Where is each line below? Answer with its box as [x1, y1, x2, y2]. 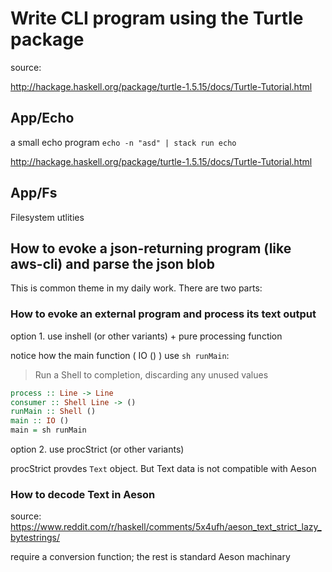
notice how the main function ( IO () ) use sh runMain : [10, 349, 230, 361]
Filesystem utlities [10, 211, 85, 223]
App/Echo [10, 110, 75, 127]
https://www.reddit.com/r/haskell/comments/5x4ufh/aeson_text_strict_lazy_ [10, 521, 322, 533]
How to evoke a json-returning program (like [10, 240, 292, 257]
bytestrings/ [10, 532, 61, 544]
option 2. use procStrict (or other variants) [10, 443, 185, 456]
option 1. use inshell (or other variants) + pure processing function [10, 330, 283, 342]
